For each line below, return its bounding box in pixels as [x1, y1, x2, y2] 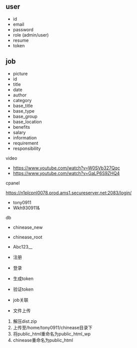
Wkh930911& [12, 205, 40, 211]
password [12, 26, 34, 33]
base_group [12, 113, 38, 119]
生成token [12, 275, 34, 282]
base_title [12, 103, 33, 109]
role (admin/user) [12, 32, 49, 38]
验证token [12, 286, 34, 292]
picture [12, 70, 28, 76]
